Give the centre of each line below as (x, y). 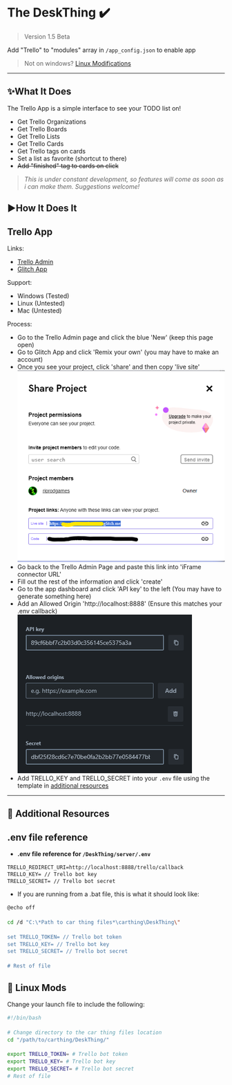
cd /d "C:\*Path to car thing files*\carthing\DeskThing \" (94, 922)
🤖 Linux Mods (37, 988)
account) (30, 359)
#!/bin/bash (24, 1018)
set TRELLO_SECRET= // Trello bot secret (68, 952)
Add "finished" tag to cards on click (68, 165)
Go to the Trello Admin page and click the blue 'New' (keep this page (115, 337)
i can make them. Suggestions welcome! (82, 186)
